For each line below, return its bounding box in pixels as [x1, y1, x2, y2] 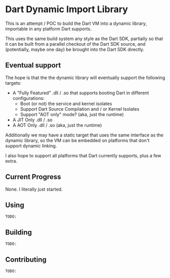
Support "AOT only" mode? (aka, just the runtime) [20, 111, 124, 117]
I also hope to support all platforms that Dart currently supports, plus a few [5, 152, 161, 158]
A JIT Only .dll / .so [12, 117, 53, 123]
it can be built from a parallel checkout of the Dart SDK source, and [5, 41, 146, 47]
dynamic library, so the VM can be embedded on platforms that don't [5, 137, 150, 143]
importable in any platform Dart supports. [5, 25, 92, 31]
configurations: [12, 95, 45, 101]
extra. [5, 158, 18, 164]
